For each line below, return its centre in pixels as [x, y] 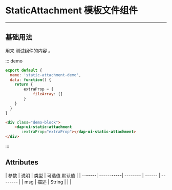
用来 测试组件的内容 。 [29, 50]
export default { [24, 70]
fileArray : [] [48, 94]
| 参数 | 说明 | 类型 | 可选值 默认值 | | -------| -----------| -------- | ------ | [83, 175]
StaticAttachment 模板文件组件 [72, 10]
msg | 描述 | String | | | [48, 182]
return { [24, 85]
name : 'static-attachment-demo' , [46, 75]
